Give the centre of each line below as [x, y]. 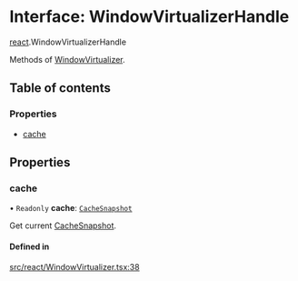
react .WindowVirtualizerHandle [68, 42]
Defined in [30, 246]
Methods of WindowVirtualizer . [67, 59]
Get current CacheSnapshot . [63, 226]
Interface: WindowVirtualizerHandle [149, 17]
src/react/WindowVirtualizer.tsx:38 [74, 266]
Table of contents [60, 88]
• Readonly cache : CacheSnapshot [71, 208]
